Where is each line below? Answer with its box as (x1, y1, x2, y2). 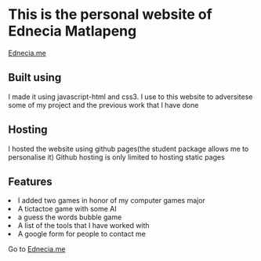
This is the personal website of (8, 6, 213, 24)
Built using (8, 71, 62, 84)
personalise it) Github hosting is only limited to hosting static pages (8, 152, 225, 162)
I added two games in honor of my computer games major (18, 196, 206, 205)
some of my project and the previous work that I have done (8, 100, 199, 109)
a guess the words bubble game (18, 212, 122, 222)
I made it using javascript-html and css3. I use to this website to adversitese (8, 92, 253, 101)
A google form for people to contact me (18, 230, 147, 239)
